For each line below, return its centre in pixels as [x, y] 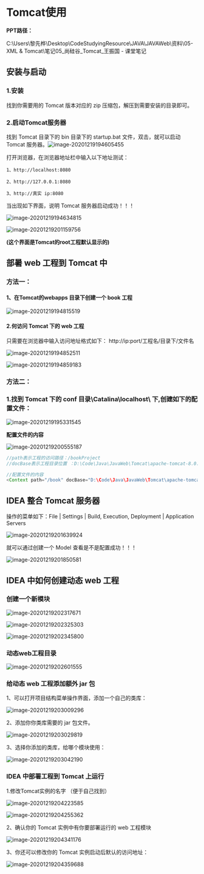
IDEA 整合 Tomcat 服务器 [53, 501]
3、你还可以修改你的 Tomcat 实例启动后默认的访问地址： [77, 852]
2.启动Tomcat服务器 [36, 122]
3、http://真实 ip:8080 [35, 193]
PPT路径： [20, 30]
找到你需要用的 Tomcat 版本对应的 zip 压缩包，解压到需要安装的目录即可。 [100, 105]
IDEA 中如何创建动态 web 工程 [63, 580]
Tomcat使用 [36, 12]
